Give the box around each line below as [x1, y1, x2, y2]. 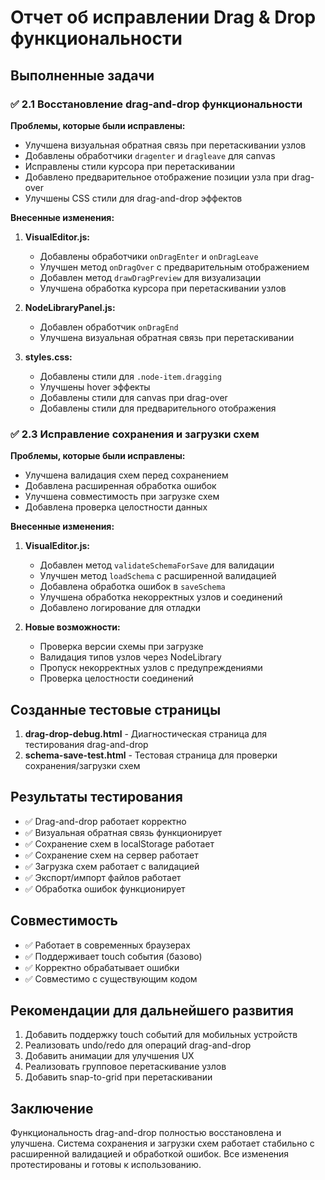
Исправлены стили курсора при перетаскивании [24, 160, 235, 172]
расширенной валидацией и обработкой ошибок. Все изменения [10, 1148, 290, 1160]
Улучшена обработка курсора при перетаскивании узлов [39, 282, 287, 294]
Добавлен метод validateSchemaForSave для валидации [39, 559, 275, 571]
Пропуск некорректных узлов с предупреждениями [39, 662, 263, 674]
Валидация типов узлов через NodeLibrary [39, 651, 222, 663]
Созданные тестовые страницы [10, 701, 222, 718]
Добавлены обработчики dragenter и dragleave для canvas [24, 149, 276, 161]
